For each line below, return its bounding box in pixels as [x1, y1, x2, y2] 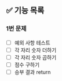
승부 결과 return [14, 68, 51, 75]
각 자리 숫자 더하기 [14, 46, 57, 53]
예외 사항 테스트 [14, 39, 50, 46]
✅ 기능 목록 [6, 5, 45, 16]
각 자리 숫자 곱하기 [14, 53, 57, 60]
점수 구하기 [14, 61, 40, 68]
